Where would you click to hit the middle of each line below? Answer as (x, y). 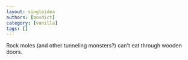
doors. (14, 52)
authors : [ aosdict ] (31, 17)
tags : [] (17, 28)
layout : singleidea (31, 12)
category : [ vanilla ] (32, 23)
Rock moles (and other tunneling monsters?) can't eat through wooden (94, 46)
